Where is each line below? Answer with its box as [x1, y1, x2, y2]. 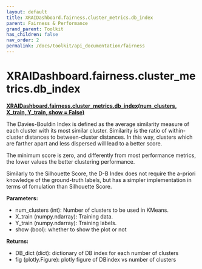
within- [167, 127, 186, 134]
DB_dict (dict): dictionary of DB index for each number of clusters [15, 249, 179, 256]
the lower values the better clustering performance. [6, 158, 135, 165]
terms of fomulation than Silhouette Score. [6, 183, 112, 190]
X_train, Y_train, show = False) [6, 108, 85, 116]
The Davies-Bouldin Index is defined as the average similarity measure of [6, 120, 190, 128]
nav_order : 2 [6, 37, 39, 43]
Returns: [6, 237, 29, 245]
